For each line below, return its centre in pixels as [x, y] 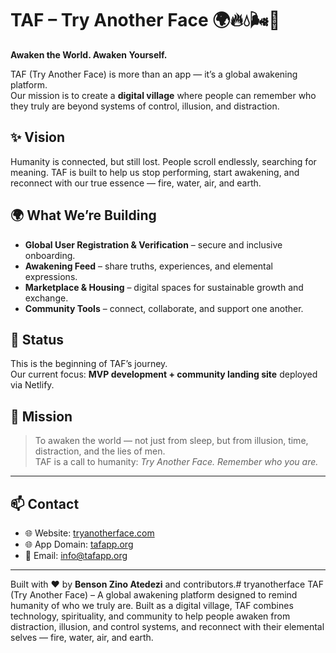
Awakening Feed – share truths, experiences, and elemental [148, 266]
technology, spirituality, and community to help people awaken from [150, 616]
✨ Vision [38, 137]
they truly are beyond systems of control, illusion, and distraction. [145, 106]
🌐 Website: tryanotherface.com [89, 533]
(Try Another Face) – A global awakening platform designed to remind [154, 595]
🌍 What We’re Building [83, 215]
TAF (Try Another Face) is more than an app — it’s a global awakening [154, 74]
